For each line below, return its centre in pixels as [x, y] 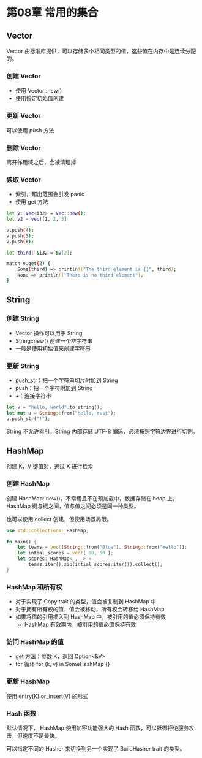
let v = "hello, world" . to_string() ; [54, 407]
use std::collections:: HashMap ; [47, 530]
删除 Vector [24, 148]
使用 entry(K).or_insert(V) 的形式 [47, 696]
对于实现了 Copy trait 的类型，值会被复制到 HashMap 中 [85, 602]
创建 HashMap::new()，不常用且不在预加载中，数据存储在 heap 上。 [92, 498]
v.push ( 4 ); [20, 230]
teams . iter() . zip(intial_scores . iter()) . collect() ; [96, 565]
